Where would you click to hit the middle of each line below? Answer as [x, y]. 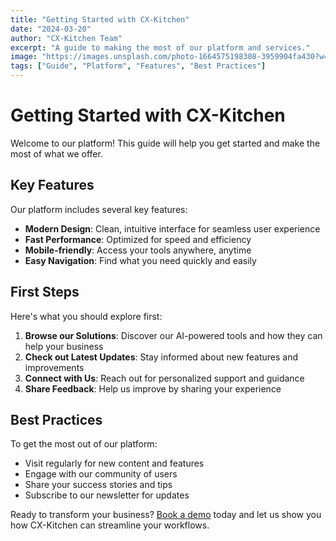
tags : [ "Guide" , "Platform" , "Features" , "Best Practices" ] [138, 66]
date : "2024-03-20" [51, 29]
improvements [54, 367]
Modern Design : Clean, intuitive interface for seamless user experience [172, 228]
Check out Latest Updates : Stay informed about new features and [161, 357]
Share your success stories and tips [98, 485]
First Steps [45, 292]
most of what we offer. [56, 153]
